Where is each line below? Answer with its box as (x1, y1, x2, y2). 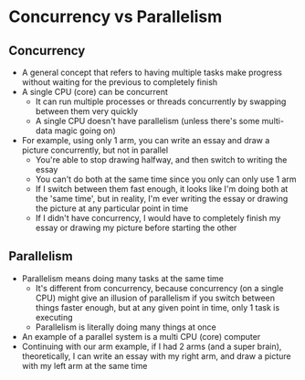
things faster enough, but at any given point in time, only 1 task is (35, 301, 280, 312)
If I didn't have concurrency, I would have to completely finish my (35, 213, 281, 223)
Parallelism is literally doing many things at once (35, 322, 216, 332)
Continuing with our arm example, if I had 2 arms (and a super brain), (21, 341, 282, 352)
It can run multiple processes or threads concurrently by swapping (35, 96, 287, 107)
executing (35, 311, 74, 322)
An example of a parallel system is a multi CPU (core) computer (21, 331, 261, 342)
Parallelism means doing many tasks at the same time (21, 272, 225, 284)
